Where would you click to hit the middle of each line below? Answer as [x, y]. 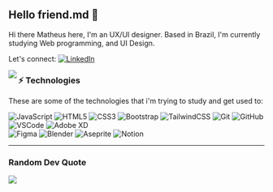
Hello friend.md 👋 [54, 15]
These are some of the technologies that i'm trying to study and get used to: [136, 101]
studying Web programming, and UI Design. [82, 43]
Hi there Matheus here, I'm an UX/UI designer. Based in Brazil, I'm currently [134, 34]
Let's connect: [32, 58]
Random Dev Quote [48, 163]
